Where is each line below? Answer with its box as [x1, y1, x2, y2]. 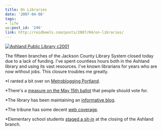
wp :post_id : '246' [5, 26, 43, 30]
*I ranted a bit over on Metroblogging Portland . [5, 78, 101, 84]
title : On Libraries [5, 7, 48, 12]
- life [5, 21, 19, 26]
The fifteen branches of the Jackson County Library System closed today [5, 53, 154, 59]
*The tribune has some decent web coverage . [5, 106, 99, 112]
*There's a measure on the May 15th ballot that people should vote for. [5, 88, 148, 93]
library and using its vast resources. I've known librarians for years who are [5, 63, 157, 69]
